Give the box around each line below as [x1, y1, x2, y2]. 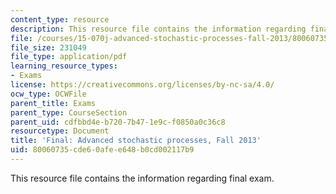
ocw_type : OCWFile [10, 89, 87, 99]
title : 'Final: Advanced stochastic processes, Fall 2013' [10, 136, 262, 146]
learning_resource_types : [10, 61, 118, 71]
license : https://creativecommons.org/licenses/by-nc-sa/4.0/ [10, 80, 275, 90]
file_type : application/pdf [10, 52, 128, 62]
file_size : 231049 [10, 42, 87, 53]
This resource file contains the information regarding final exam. [10, 172, 275, 184]
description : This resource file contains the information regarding [10, 24, 307, 34]
